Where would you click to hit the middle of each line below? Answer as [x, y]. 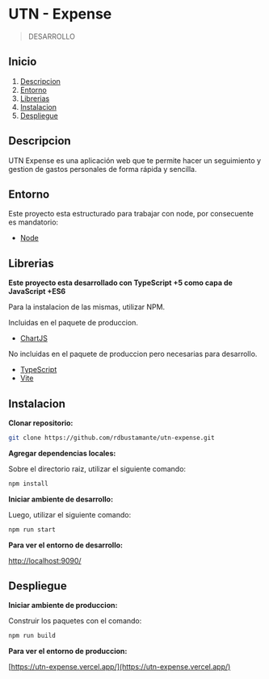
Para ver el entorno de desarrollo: [66, 545]
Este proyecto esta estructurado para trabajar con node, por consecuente [131, 214]
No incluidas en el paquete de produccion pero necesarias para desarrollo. [133, 354]
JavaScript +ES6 [37, 291]
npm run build [32, 636]
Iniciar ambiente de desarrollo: [61, 499]
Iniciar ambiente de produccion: [63, 606]
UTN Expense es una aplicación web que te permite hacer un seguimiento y [134, 160]
